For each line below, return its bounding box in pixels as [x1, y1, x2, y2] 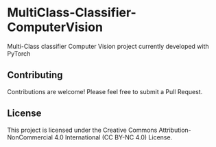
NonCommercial [7, 133, 53, 142]
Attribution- [158, 126, 192, 134]
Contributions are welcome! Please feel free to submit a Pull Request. [7, 87, 203, 95]
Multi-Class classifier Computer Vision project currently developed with [7, 42, 209, 50]
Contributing [7, 69, 63, 81]
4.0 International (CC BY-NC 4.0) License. [54, 133, 173, 142]
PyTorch [7, 49, 31, 58]
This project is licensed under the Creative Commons [7, 126, 158, 134]
